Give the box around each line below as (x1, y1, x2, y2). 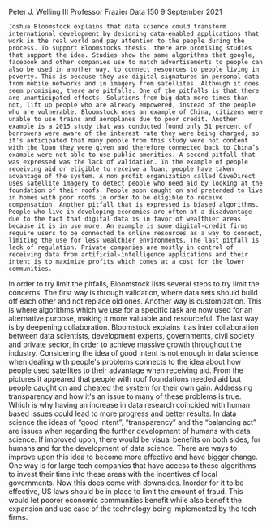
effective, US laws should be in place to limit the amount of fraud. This (8, 487, 243, 496)
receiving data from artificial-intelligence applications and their (8, 251, 249, 259)
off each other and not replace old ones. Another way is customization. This (8, 296, 262, 306)
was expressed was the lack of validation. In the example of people (8, 158, 249, 166)
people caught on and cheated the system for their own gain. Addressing (8, 383, 253, 392)
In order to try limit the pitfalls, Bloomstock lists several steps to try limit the (8, 279, 260, 288)
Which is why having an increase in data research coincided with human (8, 400, 250, 409)
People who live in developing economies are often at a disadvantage (8, 208, 252, 216)
